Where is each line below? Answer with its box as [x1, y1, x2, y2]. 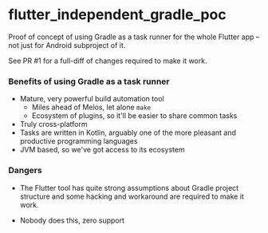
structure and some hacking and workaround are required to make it [19, 192, 245, 201]
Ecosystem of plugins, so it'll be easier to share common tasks [31, 111, 238, 120]
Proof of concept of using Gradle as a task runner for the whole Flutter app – [8, 32, 260, 41]
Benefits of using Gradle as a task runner [8, 76, 170, 87]
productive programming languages [19, 136, 138, 146]
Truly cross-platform [19, 120, 88, 129]
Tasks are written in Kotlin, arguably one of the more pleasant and [19, 128, 237, 137]
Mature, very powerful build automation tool [19, 94, 165, 104]
